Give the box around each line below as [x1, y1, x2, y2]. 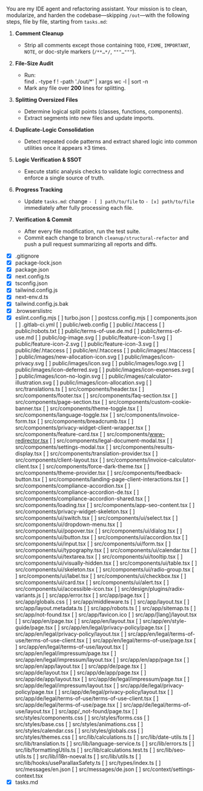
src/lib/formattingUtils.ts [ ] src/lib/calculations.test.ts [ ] [15, 746, 156, 753]
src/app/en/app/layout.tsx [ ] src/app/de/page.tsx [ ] [15, 662, 147, 670]
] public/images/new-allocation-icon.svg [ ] [15, 353, 124, 360]
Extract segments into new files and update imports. [24, 115, 155, 121]
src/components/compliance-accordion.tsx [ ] [15, 482, 130, 489]
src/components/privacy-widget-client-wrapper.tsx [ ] [15, 424, 150, 431]
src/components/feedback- [114, 469, 183, 476]
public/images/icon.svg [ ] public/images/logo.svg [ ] [52, 359, 185, 366]
